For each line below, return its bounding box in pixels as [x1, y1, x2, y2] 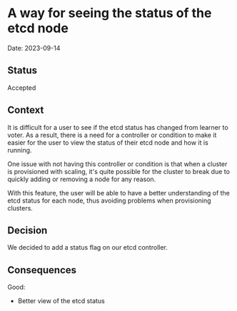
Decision [7, 224, 48, 236]
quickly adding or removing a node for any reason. [7, 175, 156, 183]
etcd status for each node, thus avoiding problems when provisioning [7, 196, 212, 205]
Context [7, 104, 44, 116]
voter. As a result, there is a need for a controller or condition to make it [7, 131, 217, 139]
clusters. [7, 203, 34, 212]
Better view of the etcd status [17, 297, 105, 305]
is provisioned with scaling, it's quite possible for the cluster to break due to [7, 167, 231, 175]
